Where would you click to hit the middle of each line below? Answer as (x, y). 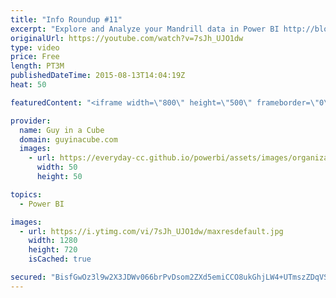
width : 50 (57, 167)
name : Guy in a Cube (62, 130)
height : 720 (53, 250)
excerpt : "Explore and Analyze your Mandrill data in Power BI (145, 29)
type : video (35, 47)
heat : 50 (28, 85)
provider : (31, 121)
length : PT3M (37, 66)
